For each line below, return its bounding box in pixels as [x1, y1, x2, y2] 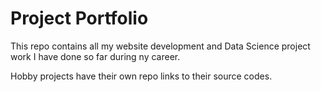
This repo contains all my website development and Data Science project [10, 40, 311, 52]
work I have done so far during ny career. [10, 50, 181, 62]
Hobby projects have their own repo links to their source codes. [10, 70, 273, 82]
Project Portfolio [10, 7, 149, 30]
